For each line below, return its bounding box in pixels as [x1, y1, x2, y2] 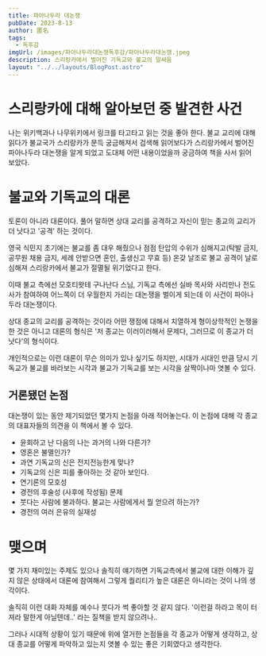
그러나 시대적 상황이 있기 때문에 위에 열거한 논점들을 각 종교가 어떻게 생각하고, [8, 629, 250, 639]
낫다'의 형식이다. [8, 336, 60, 345]
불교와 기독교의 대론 [8, 188, 131, 206]
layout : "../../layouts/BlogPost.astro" [8, 64, 145, 71]
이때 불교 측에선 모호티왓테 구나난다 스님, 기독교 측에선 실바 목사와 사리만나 [8, 280, 241, 289]
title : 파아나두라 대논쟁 [8, 11, 81, 20]
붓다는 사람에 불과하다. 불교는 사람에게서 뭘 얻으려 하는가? [19, 497, 200, 507]
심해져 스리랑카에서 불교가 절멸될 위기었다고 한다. [8, 263, 161, 272]
